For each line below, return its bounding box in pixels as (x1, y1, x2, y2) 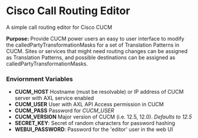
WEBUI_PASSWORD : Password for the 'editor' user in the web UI (14, 126, 173, 133)
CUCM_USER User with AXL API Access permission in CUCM (14, 101, 164, 108)
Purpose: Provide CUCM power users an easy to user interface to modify (6, 35, 184, 42)
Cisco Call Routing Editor (6, 4, 131, 18)
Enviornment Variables (6, 75, 73, 83)
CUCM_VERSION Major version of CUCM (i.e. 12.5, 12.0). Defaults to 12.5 (14, 113, 192, 120)
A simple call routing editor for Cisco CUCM (6, 24, 113, 31)
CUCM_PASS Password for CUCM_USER (14, 107, 114, 114)
